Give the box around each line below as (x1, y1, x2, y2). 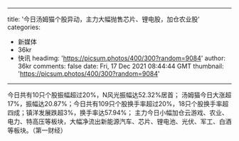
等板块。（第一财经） (7, 126, 67, 135)
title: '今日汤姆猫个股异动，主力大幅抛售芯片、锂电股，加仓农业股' (7, 15, 201, 23)
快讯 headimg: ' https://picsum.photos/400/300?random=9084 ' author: (17, 54, 226, 62)
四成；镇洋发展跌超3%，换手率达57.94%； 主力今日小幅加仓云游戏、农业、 (7, 108, 229, 117)
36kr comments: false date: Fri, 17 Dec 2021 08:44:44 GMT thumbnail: (17, 62, 224, 70)
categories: (7, 23, 41, 31)
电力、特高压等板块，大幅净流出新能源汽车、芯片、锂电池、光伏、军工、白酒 (7, 118, 232, 125)
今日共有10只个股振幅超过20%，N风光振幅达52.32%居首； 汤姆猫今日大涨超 (7, 91, 232, 99)
